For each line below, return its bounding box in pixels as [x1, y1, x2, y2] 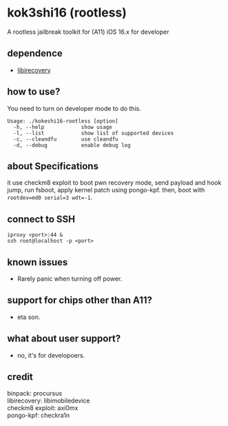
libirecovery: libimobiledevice [7, 396, 90, 405]
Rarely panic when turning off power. [17, 274, 123, 283]
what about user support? [7, 333, 121, 345]
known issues [7, 256, 68, 268]
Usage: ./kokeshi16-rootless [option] [7, 117, 118, 125]
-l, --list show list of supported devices [13, 130, 174, 136]
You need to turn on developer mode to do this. [7, 104, 141, 112]
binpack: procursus [7, 389, 63, 398]
